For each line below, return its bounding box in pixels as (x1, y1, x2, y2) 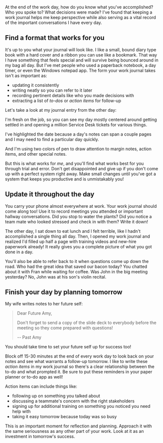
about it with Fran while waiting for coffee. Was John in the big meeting (5, 268, 148, 275)
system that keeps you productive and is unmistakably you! (5, 176, 124, 182)
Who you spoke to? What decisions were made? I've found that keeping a (5, 9, 152, 15)
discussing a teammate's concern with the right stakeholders (12, 398, 135, 404)
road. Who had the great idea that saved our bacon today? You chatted (5, 263, 147, 269)
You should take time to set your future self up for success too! (5, 344, 131, 350)
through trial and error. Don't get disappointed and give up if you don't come (5, 165, 158, 171)
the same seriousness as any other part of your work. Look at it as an (5, 428, 144, 434)
